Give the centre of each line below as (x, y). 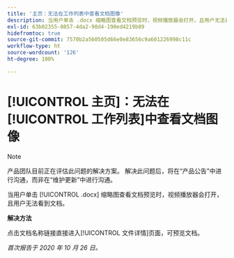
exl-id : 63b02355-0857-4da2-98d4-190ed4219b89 (76, 26)
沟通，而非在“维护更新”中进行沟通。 (65, 179)
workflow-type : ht (34, 46)
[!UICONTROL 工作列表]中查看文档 (107, 119)
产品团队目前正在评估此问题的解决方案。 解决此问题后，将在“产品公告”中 (111, 171)
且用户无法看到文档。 (38, 203)
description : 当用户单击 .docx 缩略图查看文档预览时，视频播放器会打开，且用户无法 (116, 20)
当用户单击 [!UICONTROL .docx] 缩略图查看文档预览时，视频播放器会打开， (115, 194)
